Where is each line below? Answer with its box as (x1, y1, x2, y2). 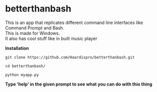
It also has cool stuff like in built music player (5, 35, 98, 41)
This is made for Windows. (5, 30, 60, 36)
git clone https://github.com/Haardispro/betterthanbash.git (5, 54, 135, 60)
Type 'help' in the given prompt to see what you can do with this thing (5, 81, 153, 87)
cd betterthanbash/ (5, 63, 46, 68)
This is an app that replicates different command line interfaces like (5, 19, 144, 25)
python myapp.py (5, 72, 39, 77)
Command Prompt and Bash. (5, 24, 64, 30)
